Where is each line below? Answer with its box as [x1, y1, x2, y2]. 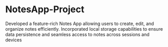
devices [5, 37, 22, 43]
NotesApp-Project [5, 4, 85, 15]
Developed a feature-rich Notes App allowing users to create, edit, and [5, 20, 154, 27]
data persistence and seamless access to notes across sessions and [5, 31, 150, 37]
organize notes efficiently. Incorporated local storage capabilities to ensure [5, 26, 163, 32]
